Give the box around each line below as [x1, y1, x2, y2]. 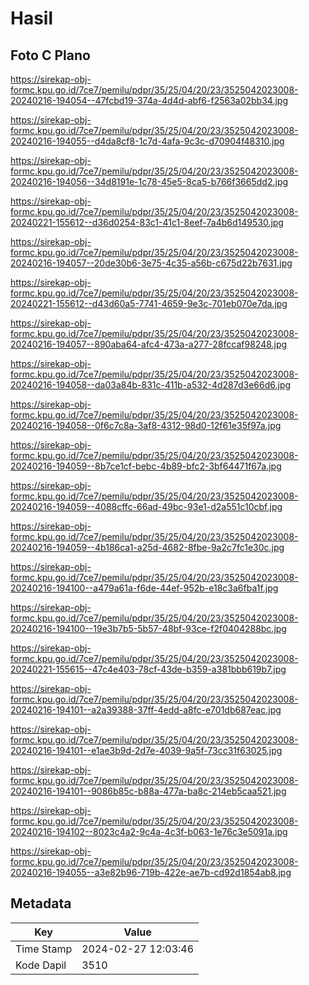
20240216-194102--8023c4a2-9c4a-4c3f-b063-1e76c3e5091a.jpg [10, 826, 288, 837]
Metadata [10, 895, 72, 912]
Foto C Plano [10, 47, 91, 64]
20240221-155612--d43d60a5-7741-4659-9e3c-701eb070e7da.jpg [10, 298, 288, 309]
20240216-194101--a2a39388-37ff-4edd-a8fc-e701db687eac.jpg [10, 704, 282, 716]
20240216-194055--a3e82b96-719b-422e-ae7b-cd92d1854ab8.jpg [10, 867, 292, 878]
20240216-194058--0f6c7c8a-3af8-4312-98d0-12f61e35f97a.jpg [10, 420, 282, 431]
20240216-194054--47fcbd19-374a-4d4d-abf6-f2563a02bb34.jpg [10, 95, 288, 106]
